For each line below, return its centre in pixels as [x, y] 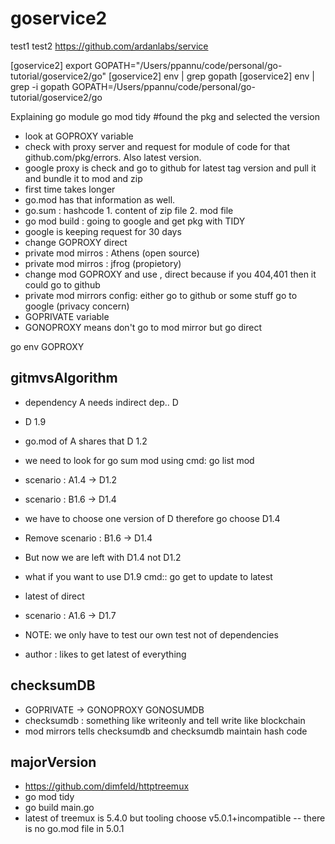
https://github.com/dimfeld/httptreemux [107, 786]
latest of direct [54, 596]
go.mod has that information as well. [100, 199]
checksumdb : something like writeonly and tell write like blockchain [165, 720]
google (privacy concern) [77, 306]
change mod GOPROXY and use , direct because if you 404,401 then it [170, 274]
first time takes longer [70, 189]
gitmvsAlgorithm [64, 378]
